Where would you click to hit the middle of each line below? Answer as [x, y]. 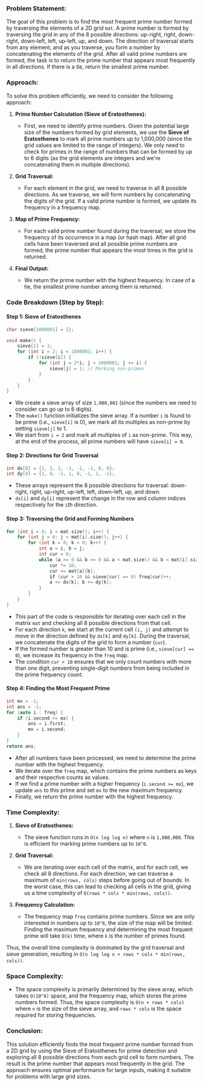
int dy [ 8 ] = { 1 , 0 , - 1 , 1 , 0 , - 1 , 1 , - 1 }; [60, 474]
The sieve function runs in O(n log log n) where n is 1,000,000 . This [109, 837]
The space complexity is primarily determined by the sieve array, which [104, 990]
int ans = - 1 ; [24, 707]
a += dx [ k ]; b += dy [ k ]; [81, 582]
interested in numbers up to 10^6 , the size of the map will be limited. [108, 923]
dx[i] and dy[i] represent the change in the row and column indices [100, 498]
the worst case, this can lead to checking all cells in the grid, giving [108, 886]
